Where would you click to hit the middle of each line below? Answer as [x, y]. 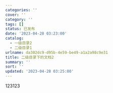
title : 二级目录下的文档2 [30, 57]
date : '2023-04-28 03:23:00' [36, 34]
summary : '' [18, 62]
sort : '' [15, 67]
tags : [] [15, 24]
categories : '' [21, 10]
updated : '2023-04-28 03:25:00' [39, 72]
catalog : [15, 39]
